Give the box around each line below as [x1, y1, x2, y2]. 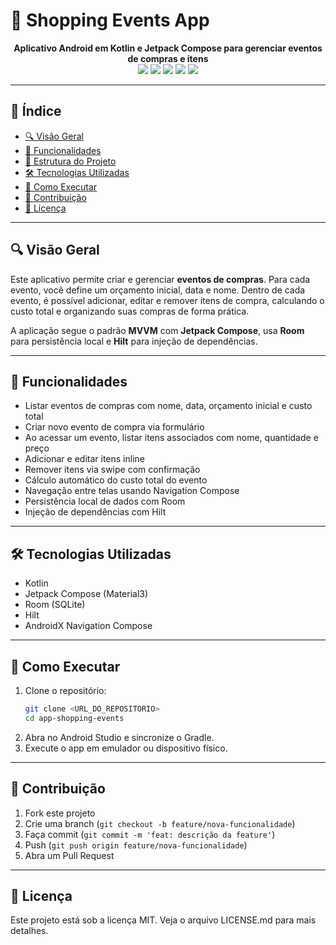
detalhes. [10, 925, 49, 937]
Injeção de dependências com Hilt [24, 506, 167, 518]
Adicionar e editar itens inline [24, 453, 145, 465]
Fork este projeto [24, 807, 96, 819]
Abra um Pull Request [24, 849, 115, 861]
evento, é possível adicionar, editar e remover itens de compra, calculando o [10, 294, 325, 306]
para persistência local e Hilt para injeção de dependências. [10, 335, 258, 347]
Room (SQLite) [24, 599, 86, 611]
